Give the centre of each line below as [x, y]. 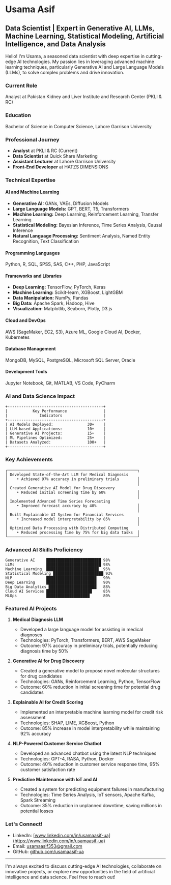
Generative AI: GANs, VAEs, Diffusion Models [61, 203]
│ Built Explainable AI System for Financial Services [65, 515]
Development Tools [26, 372]
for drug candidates [41, 676]
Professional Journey [32, 139]
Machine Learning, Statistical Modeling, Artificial [85, 36]
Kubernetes [17, 337]
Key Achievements [29, 460]
